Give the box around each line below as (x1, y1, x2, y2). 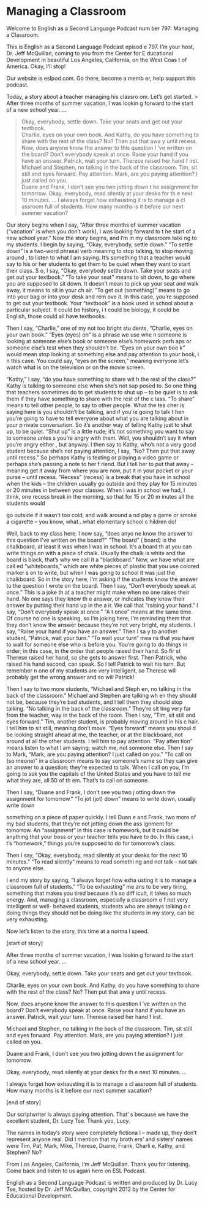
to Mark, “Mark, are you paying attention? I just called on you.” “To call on (6, 751, 192, 758)
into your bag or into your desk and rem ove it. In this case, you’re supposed (6, 293, 199, 300)
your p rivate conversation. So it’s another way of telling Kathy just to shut (6, 421, 192, 428)
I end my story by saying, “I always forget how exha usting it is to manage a (6, 876, 197, 884)
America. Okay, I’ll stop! (6, 63, 66, 70)
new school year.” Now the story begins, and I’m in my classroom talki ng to (6, 234, 197, 241)
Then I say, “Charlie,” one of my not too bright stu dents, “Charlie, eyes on (6, 324, 193, 332)
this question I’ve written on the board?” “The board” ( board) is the (6, 536, 176, 544)
